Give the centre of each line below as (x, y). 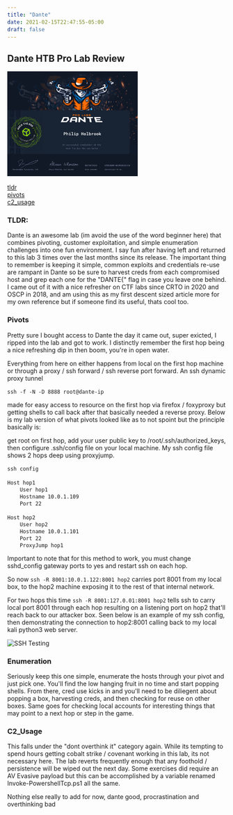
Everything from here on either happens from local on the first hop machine (115, 363)
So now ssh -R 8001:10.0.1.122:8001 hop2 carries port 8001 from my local (114, 579)
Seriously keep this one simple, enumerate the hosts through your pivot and (116, 676)
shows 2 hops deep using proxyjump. (61, 455)
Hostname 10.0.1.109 (49, 497)
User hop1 (34, 490)
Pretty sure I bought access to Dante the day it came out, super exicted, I (112, 335)
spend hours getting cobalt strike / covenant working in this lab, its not (108, 754)
